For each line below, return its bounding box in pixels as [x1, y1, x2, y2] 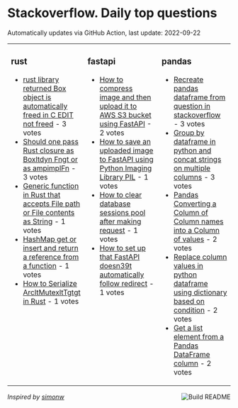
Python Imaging [99, 163, 152, 173]
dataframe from [173, 92, 226, 102]
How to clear [99, 189, 142, 199]
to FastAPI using [99, 154, 154, 164]
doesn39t [99, 260, 132, 270]
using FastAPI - [99, 118, 152, 128]
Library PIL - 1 [99, 172, 149, 182]
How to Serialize [23, 278, 78, 288]
